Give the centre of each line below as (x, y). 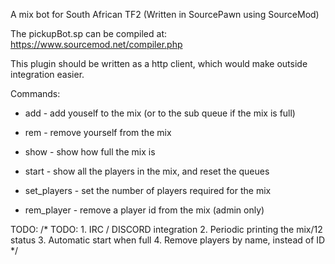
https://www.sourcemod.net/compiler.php (96, 44)
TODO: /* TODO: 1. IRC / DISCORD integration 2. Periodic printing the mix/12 (166, 229)
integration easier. (47, 74)
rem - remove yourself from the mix (98, 132)
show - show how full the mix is (90, 152)
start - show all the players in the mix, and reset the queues (147, 171)
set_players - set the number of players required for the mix (148, 190)
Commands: (35, 93)
